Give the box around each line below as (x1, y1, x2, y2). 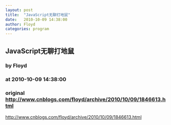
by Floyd (5, 62, 27, 69)
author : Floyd (5, 21, 36, 27)
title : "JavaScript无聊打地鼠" (5, 12, 71, 17)
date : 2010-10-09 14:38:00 (5, 17, 68, 22)
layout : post (5, 7, 33, 13)
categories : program (5, 27, 50, 32)
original (5, 90, 25, 97)
